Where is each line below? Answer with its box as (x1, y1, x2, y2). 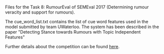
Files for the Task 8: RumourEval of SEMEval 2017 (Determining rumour (5, 4, 149, 10)
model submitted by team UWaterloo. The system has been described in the (5, 24, 160, 30)
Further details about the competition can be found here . (5, 44, 120, 49)
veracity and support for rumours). (5, 9, 75, 15)
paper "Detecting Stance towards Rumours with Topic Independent (5, 29, 141, 35)
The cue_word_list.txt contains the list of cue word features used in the (5, 19, 149, 24)
